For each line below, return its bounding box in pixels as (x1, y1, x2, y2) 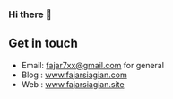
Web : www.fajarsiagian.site (21, 78, 125, 89)
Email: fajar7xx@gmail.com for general (21, 59, 165, 70)
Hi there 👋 (8, 8, 53, 21)
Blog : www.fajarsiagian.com (21, 69, 127, 80)
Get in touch (8, 36, 78, 51)
